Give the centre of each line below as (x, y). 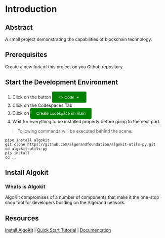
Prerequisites (26, 55)
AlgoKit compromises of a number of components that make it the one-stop (82, 197)
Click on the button (32, 97)
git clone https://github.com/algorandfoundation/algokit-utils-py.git (80, 144)
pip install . (20, 153)
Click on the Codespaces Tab (42, 105)
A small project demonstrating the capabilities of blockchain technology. (79, 39)
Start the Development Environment (62, 82)
